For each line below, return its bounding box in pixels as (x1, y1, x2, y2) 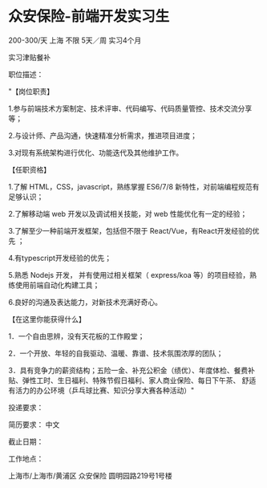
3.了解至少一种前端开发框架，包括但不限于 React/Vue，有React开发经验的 (8, 226, 253, 235)
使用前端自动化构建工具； (14, 280, 100, 290)
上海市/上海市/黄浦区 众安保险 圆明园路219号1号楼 (8, 470, 172, 480)
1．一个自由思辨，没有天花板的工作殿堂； (8, 331, 145, 341)
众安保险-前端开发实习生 (8, 7, 170, 26)
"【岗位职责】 (8, 86, 55, 96)
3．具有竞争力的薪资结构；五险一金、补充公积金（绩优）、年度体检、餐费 (8, 365, 249, 375)
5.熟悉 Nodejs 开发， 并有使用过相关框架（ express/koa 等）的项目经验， (8, 270, 250, 279)
